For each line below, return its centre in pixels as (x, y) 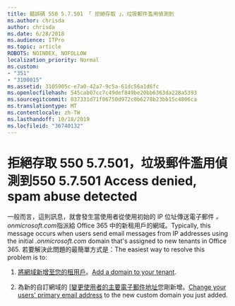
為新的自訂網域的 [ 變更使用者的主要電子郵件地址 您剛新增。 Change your (122, 287)
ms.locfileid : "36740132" (45, 126)
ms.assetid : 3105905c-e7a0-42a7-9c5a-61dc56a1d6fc (83, 86)
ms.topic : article (34, 47)
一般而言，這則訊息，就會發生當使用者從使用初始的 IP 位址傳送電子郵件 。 (115, 217)
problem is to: (27, 257)
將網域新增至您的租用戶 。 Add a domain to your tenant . (97, 272)
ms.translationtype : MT (42, 106)
